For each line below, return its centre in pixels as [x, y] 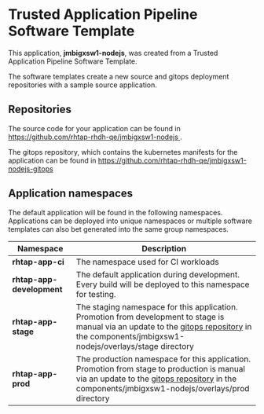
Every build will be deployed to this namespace [163, 284]
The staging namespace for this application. [157, 306]
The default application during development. [158, 274]
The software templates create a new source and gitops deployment [119, 76]
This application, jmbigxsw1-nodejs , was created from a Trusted [113, 53]
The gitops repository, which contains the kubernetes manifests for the [123, 152]
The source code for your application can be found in [94, 128]
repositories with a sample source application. [82, 85]
